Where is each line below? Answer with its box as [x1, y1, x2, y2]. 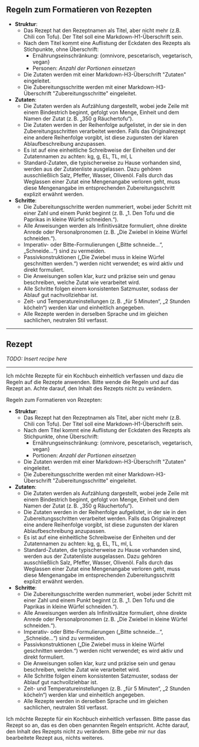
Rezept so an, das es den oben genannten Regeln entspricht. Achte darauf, [6, 722, 190, 729]
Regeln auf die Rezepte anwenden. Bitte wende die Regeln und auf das [6, 378, 179, 385]
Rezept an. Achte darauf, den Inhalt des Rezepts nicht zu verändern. [6, 385, 173, 392]
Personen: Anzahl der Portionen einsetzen [32, 65, 136, 72]
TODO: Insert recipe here [6, 355, 68, 362]
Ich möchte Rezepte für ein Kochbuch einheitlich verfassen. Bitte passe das [6, 715, 191, 722]
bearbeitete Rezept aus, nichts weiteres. [6, 734, 105, 741]
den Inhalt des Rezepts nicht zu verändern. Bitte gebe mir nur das [6, 727, 166, 735]
